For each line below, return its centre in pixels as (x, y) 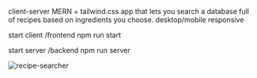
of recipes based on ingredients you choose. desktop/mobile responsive (126, 20)
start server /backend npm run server (69, 50)
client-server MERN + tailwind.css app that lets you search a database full (129, 11)
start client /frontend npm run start (64, 35)
